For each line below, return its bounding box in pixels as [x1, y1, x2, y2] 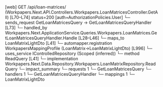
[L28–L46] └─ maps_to [78, 35, 125, 41]
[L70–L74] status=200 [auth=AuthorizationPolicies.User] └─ [9, 15, 130, 20]
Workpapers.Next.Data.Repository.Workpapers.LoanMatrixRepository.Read [5, 61, 156, 67]
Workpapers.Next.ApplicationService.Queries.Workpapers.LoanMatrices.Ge [5, 30, 157, 35]
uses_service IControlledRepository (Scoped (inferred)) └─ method [5, 51, 140, 56]
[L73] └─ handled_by [5, 25, 48, 31]
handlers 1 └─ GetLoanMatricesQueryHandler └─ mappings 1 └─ [5, 71, 135, 77]
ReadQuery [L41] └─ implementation [5, 56, 78, 61]
